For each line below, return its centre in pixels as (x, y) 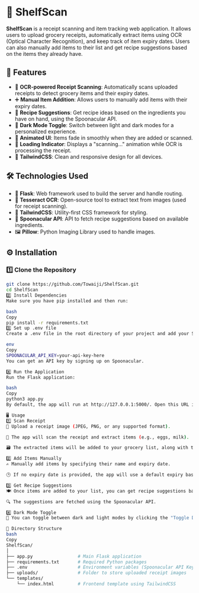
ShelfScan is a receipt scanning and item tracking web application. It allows (99, 29)
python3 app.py (25, 399)
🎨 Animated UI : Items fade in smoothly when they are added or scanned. (104, 138)
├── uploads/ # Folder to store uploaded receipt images (96, 573)
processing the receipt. (43, 150)
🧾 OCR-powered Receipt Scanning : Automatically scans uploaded (96, 87)
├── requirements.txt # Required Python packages (76, 562)
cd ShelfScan (22, 290)
